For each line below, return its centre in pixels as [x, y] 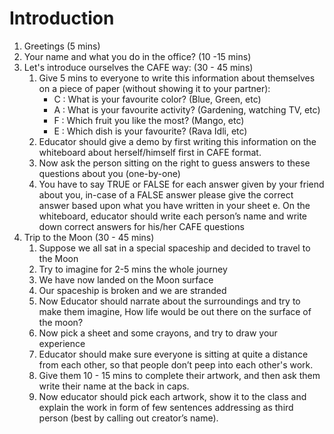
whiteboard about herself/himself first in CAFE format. [150, 152]
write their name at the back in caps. [114, 386]
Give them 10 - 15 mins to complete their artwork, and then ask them [179, 375]
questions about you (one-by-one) [109, 173]
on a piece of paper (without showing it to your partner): [154, 88]
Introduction [62, 18]
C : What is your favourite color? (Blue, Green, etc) [157, 99]
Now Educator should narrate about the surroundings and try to [169, 301]
